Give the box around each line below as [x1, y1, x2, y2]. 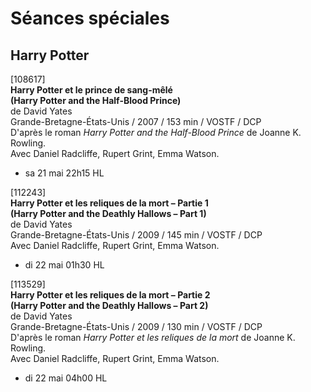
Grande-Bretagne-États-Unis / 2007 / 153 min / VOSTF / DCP [10, 116, 262, 127]
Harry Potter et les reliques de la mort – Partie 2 [10, 289, 211, 301]
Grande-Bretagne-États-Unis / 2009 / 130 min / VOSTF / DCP [10, 321, 263, 332]
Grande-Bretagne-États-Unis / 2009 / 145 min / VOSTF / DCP [10, 229, 263, 241]
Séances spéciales [10, 7, 170, 30]
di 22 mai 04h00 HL [24, 372, 108, 384]
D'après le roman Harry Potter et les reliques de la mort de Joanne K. [10, 332, 296, 343]
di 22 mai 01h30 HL [24, 259, 105, 271]
